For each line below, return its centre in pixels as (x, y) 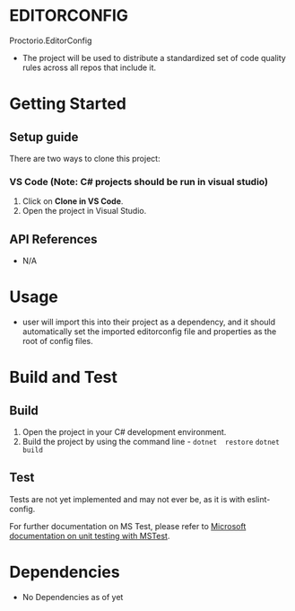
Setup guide (44, 137)
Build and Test (64, 377)
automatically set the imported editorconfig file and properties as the (149, 331)
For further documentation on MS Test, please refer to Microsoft (128, 526)
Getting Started (68, 104)
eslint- (258, 499)
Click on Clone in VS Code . (73, 201)
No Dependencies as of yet (73, 597)
